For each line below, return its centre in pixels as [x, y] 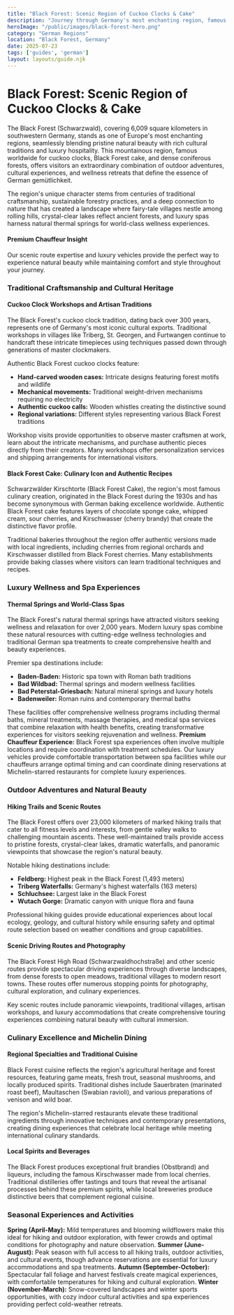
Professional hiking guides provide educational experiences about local [110, 915]
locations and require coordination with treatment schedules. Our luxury [111, 750]
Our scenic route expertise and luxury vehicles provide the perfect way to [113, 255]
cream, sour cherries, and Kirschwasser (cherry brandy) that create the [110, 519]
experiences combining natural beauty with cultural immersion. [98, 1019]
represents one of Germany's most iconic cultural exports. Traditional [107, 328]
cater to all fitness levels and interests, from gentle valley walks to [102, 830]
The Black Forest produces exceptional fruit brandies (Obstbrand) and [108, 1167]
